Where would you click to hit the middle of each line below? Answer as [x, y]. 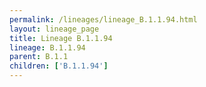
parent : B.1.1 [39, 57]
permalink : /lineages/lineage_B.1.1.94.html [103, 19]
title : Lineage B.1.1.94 [61, 38]
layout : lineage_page [54, 29]
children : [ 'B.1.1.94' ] [59, 66]
